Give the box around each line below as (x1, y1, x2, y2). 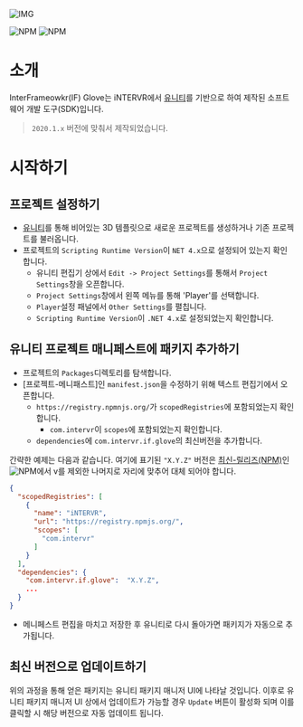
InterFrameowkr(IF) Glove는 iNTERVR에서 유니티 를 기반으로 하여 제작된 (9, 91, 266, 103)
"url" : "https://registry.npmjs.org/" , (33, 517, 184, 526)
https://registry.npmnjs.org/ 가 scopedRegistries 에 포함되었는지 (35, 401, 278, 411)
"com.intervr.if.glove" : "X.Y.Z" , (25, 576, 160, 585)
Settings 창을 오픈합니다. (35, 279, 125, 289)
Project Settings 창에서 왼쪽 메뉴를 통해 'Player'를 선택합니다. (35, 289, 260, 300)
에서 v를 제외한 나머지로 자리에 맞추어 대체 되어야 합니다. (36, 466, 237, 477)
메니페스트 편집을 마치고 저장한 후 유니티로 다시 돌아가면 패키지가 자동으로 (22, 618, 284, 629)
